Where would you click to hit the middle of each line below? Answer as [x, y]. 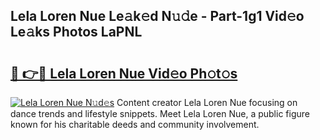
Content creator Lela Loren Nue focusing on [207, 102]
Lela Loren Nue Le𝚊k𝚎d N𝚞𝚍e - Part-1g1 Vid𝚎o [157, 16]
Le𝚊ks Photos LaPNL [76, 32]
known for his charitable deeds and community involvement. [135, 124]
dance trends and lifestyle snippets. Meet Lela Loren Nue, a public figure [160, 113]
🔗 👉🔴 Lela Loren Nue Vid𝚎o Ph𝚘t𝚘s [124, 73]
